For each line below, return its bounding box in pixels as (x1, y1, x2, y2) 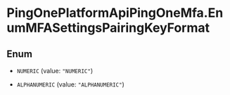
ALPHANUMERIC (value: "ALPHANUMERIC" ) (16, 80, 124, 89)
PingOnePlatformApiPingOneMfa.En (6, 5, 224, 21)
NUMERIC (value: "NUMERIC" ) (16, 67, 93, 75)
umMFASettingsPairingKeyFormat (6, 20, 210, 36)
